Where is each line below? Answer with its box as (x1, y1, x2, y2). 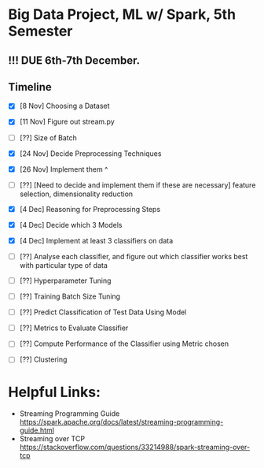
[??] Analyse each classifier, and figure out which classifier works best (19, 251, 248, 261)
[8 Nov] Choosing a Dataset (19, 101, 110, 111)
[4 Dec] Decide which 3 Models (19, 220, 123, 229)
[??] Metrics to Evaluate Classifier (19, 323, 129, 332)
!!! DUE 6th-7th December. (8, 54, 140, 67)
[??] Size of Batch (19, 132, 77, 143)
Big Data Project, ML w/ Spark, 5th (8, 6, 236, 24)
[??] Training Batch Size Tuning (19, 292, 120, 301)
